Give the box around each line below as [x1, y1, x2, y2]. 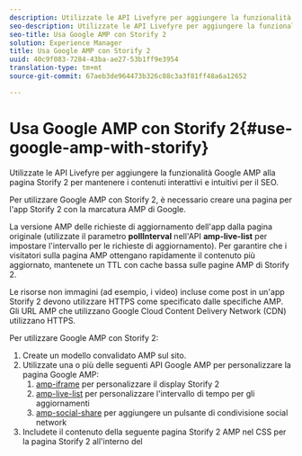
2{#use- [228, 118, 293, 139]
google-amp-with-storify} [9, 137, 209, 157]
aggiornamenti [35, 398, 90, 408]
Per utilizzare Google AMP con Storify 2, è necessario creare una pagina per [9, 194, 292, 205]
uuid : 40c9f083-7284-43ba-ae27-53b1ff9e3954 [9, 55, 179, 64]
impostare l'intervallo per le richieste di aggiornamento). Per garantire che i [9, 240, 288, 251]
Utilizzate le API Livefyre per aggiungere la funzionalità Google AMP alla [9, 167, 276, 178]
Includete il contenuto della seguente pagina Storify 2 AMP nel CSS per [22, 426, 287, 437]
